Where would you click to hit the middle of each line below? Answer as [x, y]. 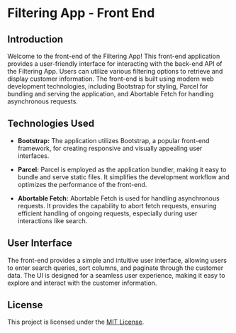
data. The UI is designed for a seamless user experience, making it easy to [116, 275]
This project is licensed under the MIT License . [76, 322]
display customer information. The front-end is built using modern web [111, 79]
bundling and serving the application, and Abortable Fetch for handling [111, 94]
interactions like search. [52, 220]
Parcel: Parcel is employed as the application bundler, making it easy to [122, 169]
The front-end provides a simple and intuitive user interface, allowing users [117, 260]
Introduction [35, 39]
